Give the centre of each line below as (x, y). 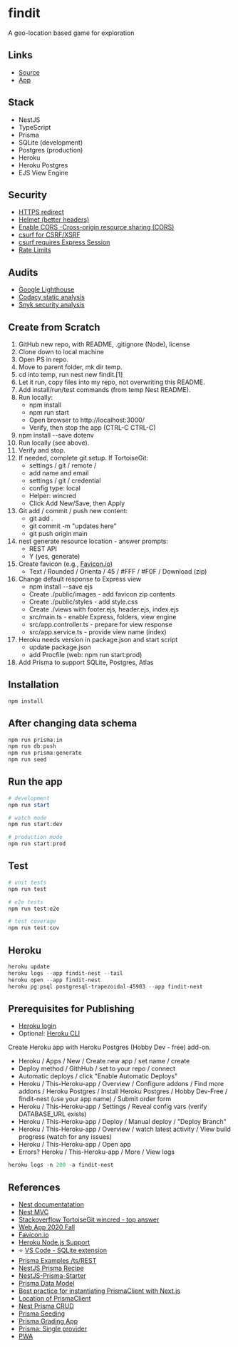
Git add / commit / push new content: (73, 511)
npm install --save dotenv (56, 435)
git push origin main (58, 533)
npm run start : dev (35, 825)
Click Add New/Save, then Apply (77, 503)
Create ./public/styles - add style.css (83, 602)
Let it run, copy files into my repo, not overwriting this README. (112, 382)
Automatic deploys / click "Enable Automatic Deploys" (98, 1076)
